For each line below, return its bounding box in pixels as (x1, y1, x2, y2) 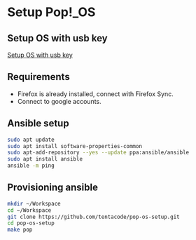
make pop (7, 226, 33, 234)
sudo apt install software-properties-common (7, 142, 142, 149)
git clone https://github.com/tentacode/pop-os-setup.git (7, 213, 180, 220)
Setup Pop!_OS (7, 4, 96, 20)
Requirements (7, 71, 70, 83)
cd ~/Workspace (7, 206, 52, 214)
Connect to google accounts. (17, 97, 101, 105)
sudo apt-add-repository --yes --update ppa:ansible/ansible (7, 149, 190, 156)
